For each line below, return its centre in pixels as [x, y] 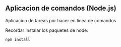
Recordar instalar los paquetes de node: [47, 30]
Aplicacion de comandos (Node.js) [61, 8]
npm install [18, 39]
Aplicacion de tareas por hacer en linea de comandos [61, 20]
